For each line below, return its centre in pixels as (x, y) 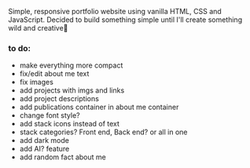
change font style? (50, 115)
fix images (36, 82)
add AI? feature (44, 149)
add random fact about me (63, 157)
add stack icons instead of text (70, 124)
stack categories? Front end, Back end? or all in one (103, 132)
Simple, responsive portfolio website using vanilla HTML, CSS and (115, 11)
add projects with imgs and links (72, 90)
